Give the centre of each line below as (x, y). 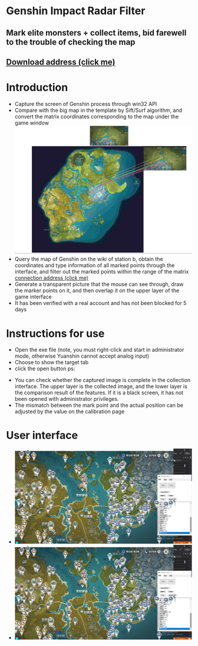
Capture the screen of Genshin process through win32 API (86, 104)
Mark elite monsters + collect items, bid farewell (96, 33)
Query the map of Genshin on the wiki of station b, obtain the (89, 259)
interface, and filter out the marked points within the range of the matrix (102, 272)
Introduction (37, 88)
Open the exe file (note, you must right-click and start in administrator (99, 350)
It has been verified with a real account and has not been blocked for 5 (100, 303)
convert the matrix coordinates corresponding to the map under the (97, 116)
